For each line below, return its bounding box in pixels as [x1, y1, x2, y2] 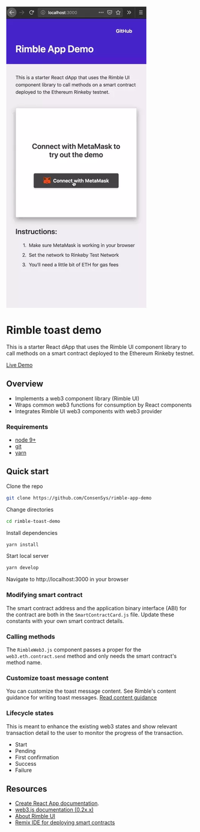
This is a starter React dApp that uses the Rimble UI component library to [6, 343, 187, 350]
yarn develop [6, 565, 39, 571]
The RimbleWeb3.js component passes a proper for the [6, 646, 142, 653]
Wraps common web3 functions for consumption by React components [14, 401, 192, 408]
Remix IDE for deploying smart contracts [14, 819, 115, 826]
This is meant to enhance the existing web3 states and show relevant [6, 722, 177, 730]
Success [14, 760, 37, 767]
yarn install [6, 542, 39, 548]
